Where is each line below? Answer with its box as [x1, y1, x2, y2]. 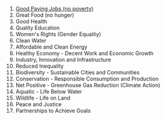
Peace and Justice [15, 101, 62, 107]
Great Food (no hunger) [15, 11, 75, 19]
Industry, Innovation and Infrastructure [15, 56, 111, 63]
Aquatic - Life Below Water [15, 88, 82, 95]
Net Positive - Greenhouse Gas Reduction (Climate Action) [15, 82, 161, 89]
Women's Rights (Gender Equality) [15, 31, 102, 38]
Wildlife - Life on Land [15, 94, 71, 101]
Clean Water [15, 37, 47, 44]
